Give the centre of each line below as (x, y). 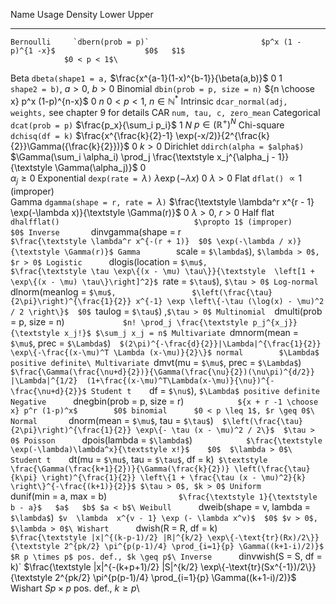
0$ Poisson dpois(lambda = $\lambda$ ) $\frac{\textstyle (166, 440)
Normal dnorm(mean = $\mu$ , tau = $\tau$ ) (112, 421)
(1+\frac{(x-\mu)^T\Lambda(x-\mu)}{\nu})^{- (180, 381)
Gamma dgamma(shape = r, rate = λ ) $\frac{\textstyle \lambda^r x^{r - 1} (162, 202)
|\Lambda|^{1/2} (44, 381)
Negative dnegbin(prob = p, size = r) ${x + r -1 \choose (164, 401)
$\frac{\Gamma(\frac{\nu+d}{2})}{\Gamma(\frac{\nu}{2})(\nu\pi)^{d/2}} (162, 372)
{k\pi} (24, 478)
